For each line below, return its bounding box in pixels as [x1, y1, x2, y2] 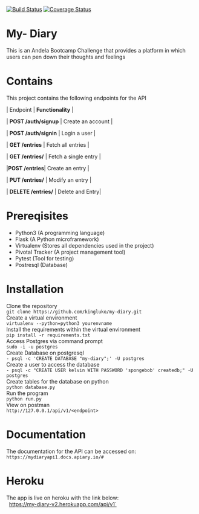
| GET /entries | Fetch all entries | [6, 141, 90, 148]
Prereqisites [6, 209, 68, 223]
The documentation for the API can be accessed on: [6, 448, 137, 455]
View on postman [6, 401, 50, 408]
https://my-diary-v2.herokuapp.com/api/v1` [8, 500, 117, 507]
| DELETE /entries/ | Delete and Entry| [6, 188, 102, 195]
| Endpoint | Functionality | [6, 106, 74, 113]
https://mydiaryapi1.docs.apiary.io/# [6, 454, 104, 460]
